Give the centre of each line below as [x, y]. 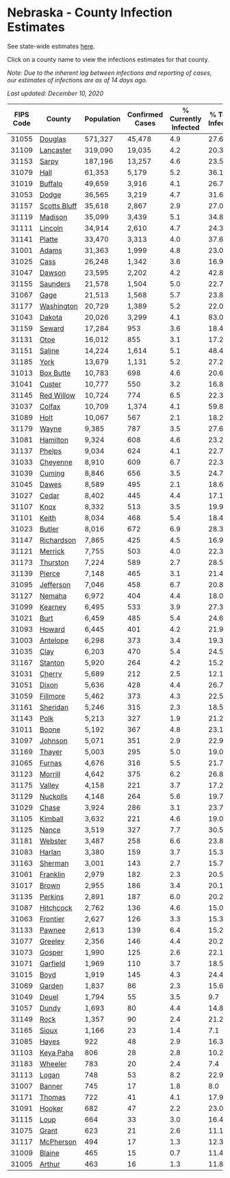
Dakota [51, 317]
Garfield [52, 963]
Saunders [55, 284]
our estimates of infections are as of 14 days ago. [77, 80]
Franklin [52, 874]
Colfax [50, 406]
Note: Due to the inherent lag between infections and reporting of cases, [110, 73]
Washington [59, 306]
